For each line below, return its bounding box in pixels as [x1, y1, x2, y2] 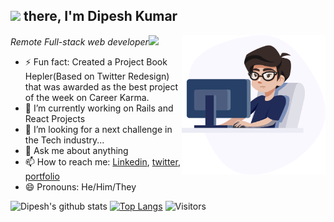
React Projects [24, 112, 86, 124]
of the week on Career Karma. [24, 91, 150, 103]
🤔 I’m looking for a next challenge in [24, 123, 173, 135]
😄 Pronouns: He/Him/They [24, 180, 137, 193]
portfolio [24, 170, 60, 182]
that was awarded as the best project [24, 80, 179, 93]
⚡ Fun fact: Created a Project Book [24, 55, 168, 68]
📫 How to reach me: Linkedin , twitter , [24, 155, 181, 168]
